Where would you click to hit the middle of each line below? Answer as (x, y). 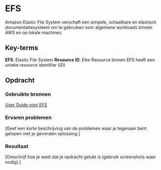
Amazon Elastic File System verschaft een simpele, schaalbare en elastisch (81, 22)
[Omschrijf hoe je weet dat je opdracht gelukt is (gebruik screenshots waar (80, 157)
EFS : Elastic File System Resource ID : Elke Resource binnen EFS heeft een (80, 60)
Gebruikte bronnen (28, 95)
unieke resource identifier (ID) (35, 65)
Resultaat (17, 146)
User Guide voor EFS (26, 105)
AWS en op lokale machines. (34, 32)
